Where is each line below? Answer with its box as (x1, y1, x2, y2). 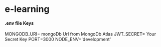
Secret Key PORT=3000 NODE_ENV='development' (5, 36, 111, 43)
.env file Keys (5, 20, 34, 26)
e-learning (5, 3, 50, 15)
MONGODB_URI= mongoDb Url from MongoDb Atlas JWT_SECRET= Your (5, 31, 156, 37)
